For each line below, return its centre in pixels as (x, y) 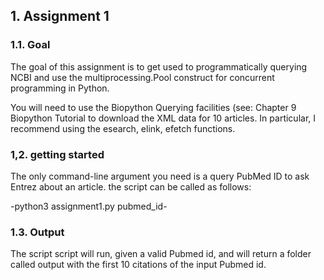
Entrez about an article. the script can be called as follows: (131, 186)
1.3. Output (37, 232)
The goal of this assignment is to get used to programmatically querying (159, 66)
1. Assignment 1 (60, 16)
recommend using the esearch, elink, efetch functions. (123, 128)
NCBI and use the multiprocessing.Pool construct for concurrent (142, 77)
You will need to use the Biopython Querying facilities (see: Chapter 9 (153, 107)
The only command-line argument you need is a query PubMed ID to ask (160, 176)
